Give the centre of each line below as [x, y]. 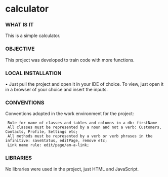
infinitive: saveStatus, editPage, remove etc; [56, 141]
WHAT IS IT [19, 25]
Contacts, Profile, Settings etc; [42, 132]
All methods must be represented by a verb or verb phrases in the [80, 136]
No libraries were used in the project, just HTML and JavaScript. [72, 169]
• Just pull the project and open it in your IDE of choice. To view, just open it [85, 84]
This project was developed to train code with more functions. [70, 60]
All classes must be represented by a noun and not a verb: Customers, [85, 127]
